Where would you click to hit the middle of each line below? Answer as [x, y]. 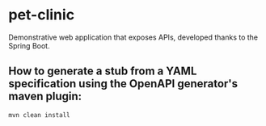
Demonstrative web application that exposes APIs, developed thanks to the [133, 37]
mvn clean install [39, 115]
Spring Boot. [29, 45]
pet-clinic [42, 15]
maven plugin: [45, 97]
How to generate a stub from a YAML [103, 71]
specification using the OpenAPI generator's [123, 84]
